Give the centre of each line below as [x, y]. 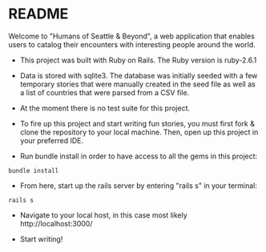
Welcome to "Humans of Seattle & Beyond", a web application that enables [131, 36]
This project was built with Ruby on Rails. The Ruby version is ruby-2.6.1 [138, 60]
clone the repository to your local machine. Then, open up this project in [139, 132]
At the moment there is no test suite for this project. [105, 108]
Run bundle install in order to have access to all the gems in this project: [139, 156]
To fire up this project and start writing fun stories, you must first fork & [137, 123]
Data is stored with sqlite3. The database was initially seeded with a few [139, 75]
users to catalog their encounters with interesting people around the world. [132, 44]
